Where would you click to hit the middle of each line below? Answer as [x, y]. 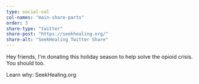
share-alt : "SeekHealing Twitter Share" [58, 40]
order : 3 [17, 23]
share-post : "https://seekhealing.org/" [58, 34]
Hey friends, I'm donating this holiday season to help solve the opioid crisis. [99, 57]
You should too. [25, 63]
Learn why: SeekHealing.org [41, 75]
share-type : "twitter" [34, 28]
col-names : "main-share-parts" [45, 17]
